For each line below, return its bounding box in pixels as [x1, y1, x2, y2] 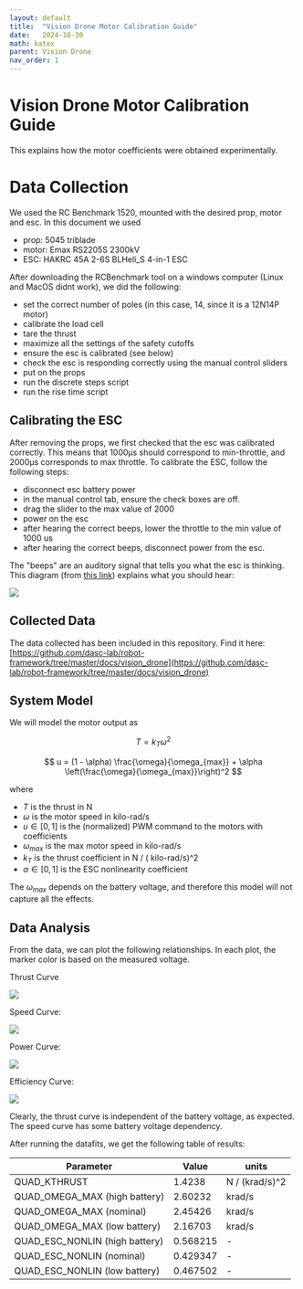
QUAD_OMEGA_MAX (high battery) [14, 1189, 165, 1202]
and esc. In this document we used [9, 217, 141, 227]
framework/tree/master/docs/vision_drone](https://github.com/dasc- [9, 657, 269, 668]
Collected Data [9, 613, 96, 629]
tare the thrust [22, 328, 77, 339]
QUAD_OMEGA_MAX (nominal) [14, 1205, 147, 1218]
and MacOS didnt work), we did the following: [9, 280, 182, 292]
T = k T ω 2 [135, 734, 172, 749]
